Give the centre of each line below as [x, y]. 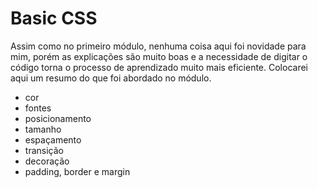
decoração [47, 161]
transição [44, 150]
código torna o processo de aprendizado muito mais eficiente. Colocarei [159, 67]
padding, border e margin [77, 171]
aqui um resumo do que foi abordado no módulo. [111, 78]
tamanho [43, 129]
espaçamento [53, 139]
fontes [38, 108]
